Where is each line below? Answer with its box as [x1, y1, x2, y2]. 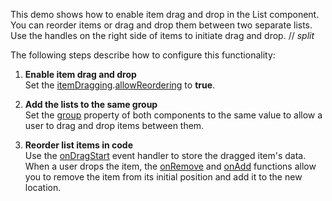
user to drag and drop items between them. [24, 120, 205, 131]
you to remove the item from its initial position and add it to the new [24, 171, 303, 183]
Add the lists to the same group [24, 99, 158, 110]
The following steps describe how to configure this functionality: [10, 49, 276, 61]
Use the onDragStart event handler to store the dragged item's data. [24, 150, 307, 161]
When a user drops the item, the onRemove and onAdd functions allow [24, 160, 317, 172]
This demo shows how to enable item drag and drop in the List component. [10, 9, 320, 20]
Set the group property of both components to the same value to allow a [24, 109, 323, 121]
